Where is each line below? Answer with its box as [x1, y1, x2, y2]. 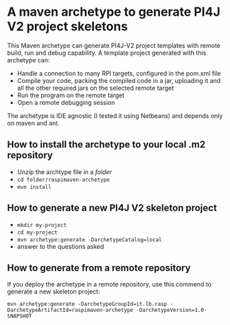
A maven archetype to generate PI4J [7, 4, 221, 20]
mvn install [16, 183, 51, 191]
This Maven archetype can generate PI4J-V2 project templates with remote [7, 41, 221, 49]
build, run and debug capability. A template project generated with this [7, 49, 207, 57]
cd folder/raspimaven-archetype [16, 176, 110, 183]
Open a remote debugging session [16, 98, 115, 106]
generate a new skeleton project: [7, 287, 100, 296]
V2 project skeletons [7, 19, 128, 34]
